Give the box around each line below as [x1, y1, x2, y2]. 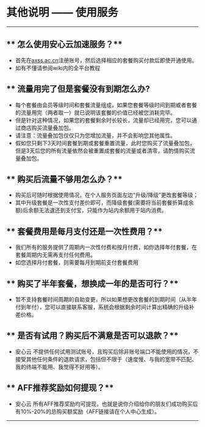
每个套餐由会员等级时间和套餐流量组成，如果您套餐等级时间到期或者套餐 [15, 101, 197, 109]
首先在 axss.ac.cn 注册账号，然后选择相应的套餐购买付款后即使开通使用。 [15, 56, 198, 64]
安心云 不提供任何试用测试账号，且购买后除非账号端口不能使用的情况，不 [15, 348, 199, 355]
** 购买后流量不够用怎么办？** [6, 174, 123, 184]
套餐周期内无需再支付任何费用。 [15, 251, 96, 259]
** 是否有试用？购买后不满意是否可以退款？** [6, 331, 179, 341]
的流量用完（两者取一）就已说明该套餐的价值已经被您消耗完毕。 [15, 109, 176, 116]
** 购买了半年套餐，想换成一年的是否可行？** [6, 278, 179, 289]
